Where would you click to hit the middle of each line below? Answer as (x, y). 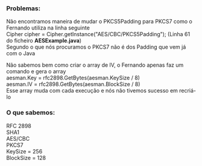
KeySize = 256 (24, 151)
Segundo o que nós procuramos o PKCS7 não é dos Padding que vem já (96, 47)
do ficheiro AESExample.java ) (44, 41)
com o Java (21, 54)
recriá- (188, 91)
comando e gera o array (36, 72)
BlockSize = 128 (26, 158)
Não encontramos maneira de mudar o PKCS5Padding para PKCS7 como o (99, 22)
